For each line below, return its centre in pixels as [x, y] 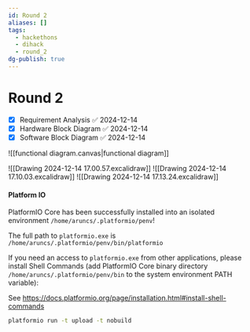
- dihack [29, 45]
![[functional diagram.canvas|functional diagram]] [88, 153]
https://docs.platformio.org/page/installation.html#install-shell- [124, 298]
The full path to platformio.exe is [62, 235]
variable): [24, 283]
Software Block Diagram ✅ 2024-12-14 [83, 137]
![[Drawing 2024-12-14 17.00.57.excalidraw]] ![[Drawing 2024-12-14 [117, 168]
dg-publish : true [37, 60]
